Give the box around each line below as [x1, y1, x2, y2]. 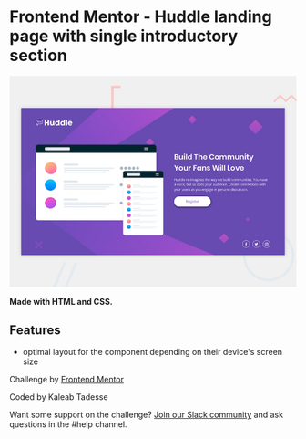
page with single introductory [9, 26, 239, 47]
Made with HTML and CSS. [9, 296, 113, 307]
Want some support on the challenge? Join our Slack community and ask [9, 409, 284, 421]
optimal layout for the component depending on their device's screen [22, 347, 283, 358]
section [9, 46, 68, 66]
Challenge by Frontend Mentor [9, 374, 125, 385]
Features [9, 322, 61, 338]
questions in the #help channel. [9, 419, 127, 430]
